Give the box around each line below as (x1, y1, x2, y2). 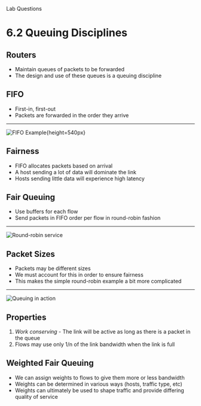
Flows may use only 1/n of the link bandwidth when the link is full (14, 341, 175, 348)
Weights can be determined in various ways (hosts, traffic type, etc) (14, 380, 182, 387)
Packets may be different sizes (14, 265, 91, 272)
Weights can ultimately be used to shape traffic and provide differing (14, 386, 184, 394)
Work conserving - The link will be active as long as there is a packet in (14, 328, 191, 335)
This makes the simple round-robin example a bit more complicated (14, 278, 182, 285)
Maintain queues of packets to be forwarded (14, 66, 124, 72)
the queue (14, 335, 41, 342)
